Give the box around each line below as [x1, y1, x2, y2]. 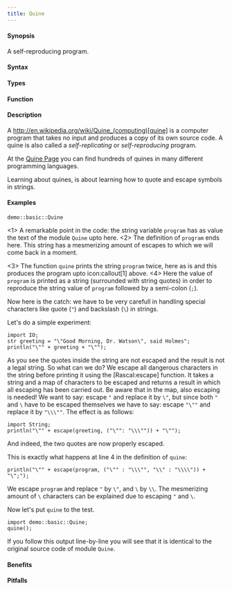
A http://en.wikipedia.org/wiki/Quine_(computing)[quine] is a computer [7, 126, 209, 134]
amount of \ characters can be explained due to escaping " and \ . [7, 492, 196, 500]
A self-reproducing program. [7, 47, 89, 56]
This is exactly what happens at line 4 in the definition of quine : [7, 453, 188, 461]
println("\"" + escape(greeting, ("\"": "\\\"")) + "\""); [7, 427, 181, 434]
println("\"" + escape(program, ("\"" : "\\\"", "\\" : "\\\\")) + [7, 466, 206, 473]
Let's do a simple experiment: [7, 318, 92, 327]
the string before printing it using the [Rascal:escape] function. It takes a [7, 371, 214, 379]
